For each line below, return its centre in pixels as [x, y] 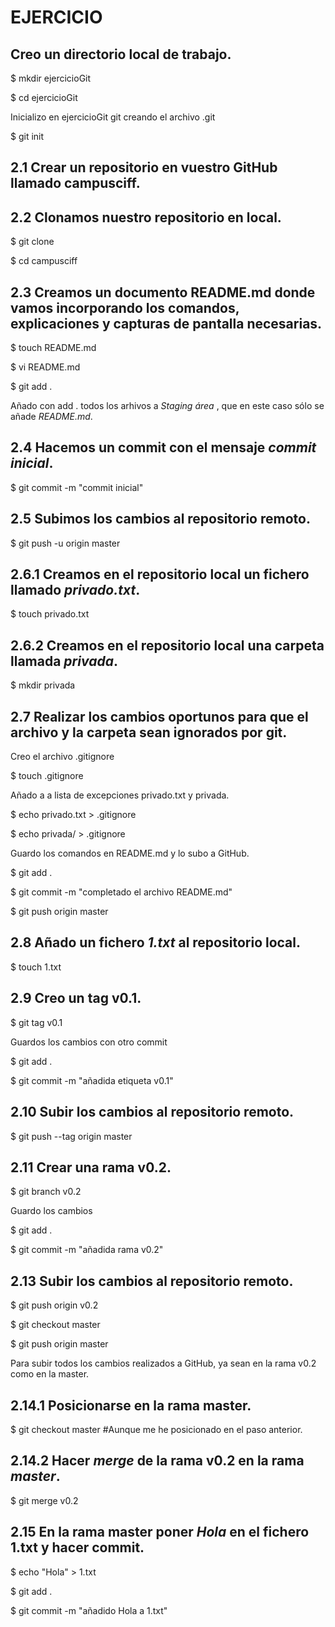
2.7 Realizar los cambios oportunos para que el [159, 716]
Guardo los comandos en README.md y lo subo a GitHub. [130, 853]
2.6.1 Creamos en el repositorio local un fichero [160, 574]
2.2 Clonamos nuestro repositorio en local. [146, 217]
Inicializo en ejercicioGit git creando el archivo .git [113, 117]
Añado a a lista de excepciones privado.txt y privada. [120, 795]
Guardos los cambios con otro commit [89, 1042]
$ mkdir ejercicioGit [51, 78]
